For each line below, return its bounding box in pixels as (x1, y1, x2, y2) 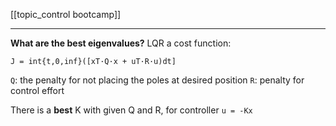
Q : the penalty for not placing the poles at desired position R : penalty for (10, 74, 305, 86)
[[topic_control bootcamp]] (10, 9, 122, 20)
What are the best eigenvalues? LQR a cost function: (10, 37, 232, 49)
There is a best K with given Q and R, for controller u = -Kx (10, 104, 253, 116)
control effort (10, 85, 65, 96)
